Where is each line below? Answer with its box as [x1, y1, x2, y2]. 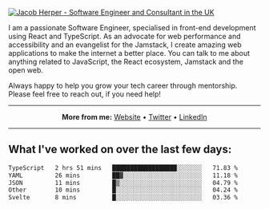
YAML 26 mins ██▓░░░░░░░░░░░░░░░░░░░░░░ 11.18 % [8, 172, 239, 179]
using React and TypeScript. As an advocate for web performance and [8, 32, 242, 41]
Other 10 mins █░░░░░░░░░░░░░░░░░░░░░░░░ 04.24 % [8, 186, 239, 195]
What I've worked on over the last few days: [8, 143, 232, 156]
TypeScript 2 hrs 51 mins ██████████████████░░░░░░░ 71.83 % [8, 164, 239, 172]
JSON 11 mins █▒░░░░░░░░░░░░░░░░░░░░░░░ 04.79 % [8, 179, 239, 187]
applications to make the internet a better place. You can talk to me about [8, 49, 251, 57]
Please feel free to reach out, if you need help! [8, 89, 162, 99]
